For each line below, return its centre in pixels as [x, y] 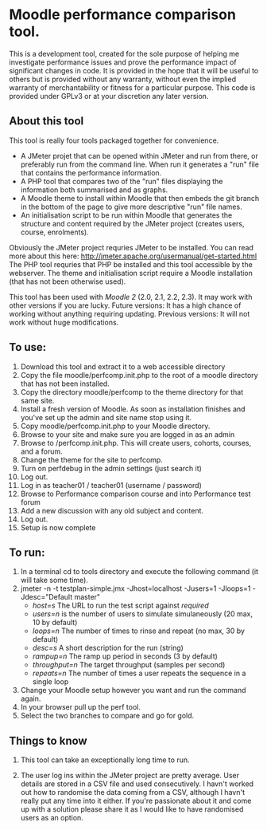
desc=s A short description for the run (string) [108, 648]
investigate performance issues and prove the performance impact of [123, 62]
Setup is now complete [58, 527]
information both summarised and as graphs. [94, 190]
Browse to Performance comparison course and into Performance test [135, 494]
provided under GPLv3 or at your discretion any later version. [109, 96]
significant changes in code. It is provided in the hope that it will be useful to [134, 70]
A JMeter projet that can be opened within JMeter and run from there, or [139, 155]
